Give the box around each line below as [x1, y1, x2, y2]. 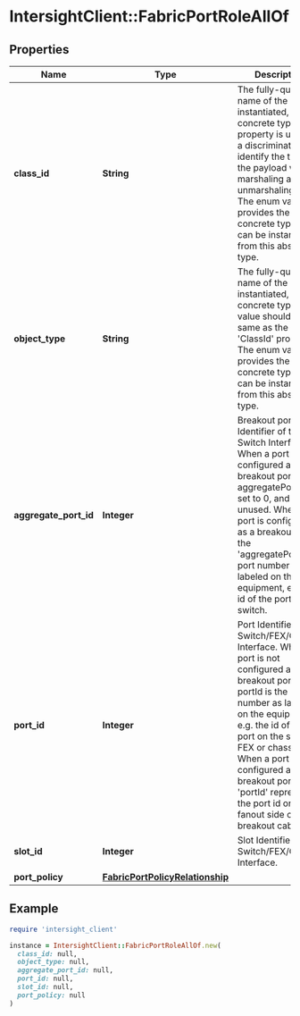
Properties [9, 42, 70, 57]
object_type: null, [17, 958, 90, 967]
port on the [237, 730, 284, 743]
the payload [237, 162, 287, 173]
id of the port [237, 592, 292, 605]
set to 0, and [237, 492, 290, 504]
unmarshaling [237, 184, 295, 196]
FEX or [237, 742, 266, 753]
